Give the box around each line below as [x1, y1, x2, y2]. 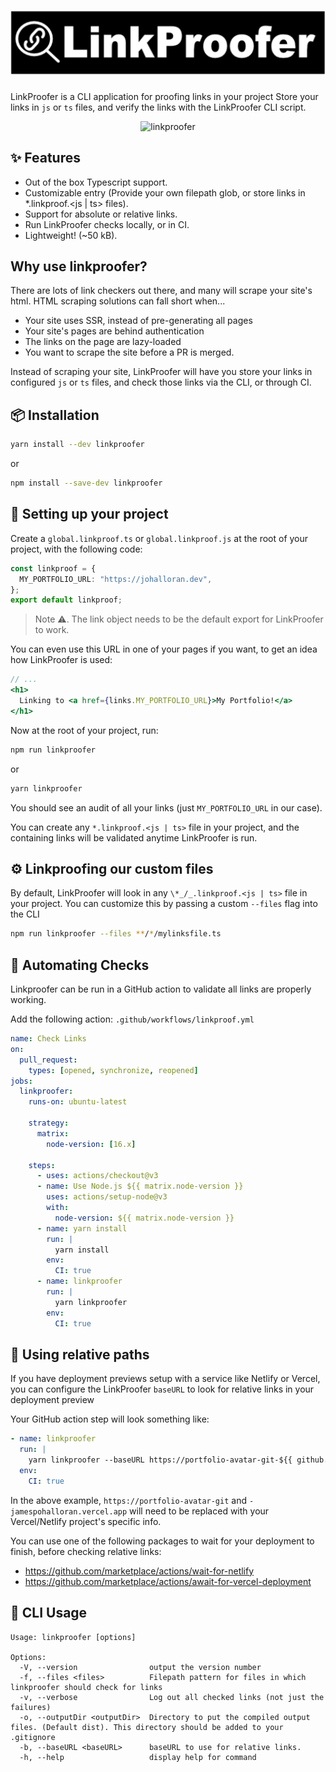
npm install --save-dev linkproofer [10, 478, 163, 489]
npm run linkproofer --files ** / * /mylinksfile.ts [10, 929, 222, 939]
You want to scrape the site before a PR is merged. [24, 346, 235, 359]
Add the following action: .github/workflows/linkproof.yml [10, 1013, 255, 1025]
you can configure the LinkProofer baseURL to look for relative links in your [10, 1383, 315, 1395]
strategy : [28, 1118, 70, 1129]
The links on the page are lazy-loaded [24, 336, 182, 348]
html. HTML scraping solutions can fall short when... [10, 295, 226, 307]
